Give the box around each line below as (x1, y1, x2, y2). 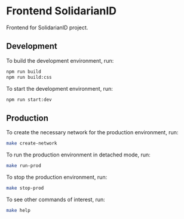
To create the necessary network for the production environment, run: (6, 129, 179, 136)
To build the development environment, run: (6, 57, 114, 64)
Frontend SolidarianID (6, 4, 117, 18)
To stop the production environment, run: (6, 173, 108, 180)
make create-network (6, 140, 58, 147)
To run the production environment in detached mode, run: (6, 151, 151, 159)
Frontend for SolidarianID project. (6, 24, 88, 31)
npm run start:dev (6, 97, 52, 103)
